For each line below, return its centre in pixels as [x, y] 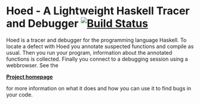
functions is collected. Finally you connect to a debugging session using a [97, 59]
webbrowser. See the [32, 65]
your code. [19, 94]
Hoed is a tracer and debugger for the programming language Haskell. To [96, 40]
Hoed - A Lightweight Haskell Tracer [98, 11]
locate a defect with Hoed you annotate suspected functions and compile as [100, 46]
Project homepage [30, 77]
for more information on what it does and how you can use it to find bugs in [99, 88]
